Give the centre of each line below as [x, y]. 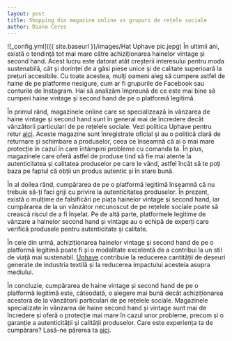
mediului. [20, 272]
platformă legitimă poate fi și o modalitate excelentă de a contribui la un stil [115, 250]
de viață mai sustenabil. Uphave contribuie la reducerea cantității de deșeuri [116, 257]
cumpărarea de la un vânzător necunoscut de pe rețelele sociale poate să [113, 207]
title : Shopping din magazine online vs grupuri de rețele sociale [107, 20]
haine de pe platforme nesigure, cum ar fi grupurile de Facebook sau [106, 84]
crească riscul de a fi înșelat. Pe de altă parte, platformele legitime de [107, 214]
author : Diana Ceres [37, 26]
